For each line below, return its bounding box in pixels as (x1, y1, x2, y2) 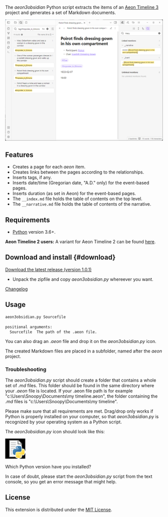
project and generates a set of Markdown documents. (5, 10, 116, 16)
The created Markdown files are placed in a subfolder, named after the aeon (5, 348, 162, 354)
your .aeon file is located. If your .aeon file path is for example (5, 388, 133, 394)
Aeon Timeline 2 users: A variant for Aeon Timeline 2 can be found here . (5, 238, 156, 245)
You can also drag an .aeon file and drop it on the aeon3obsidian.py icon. (5, 338, 156, 344)
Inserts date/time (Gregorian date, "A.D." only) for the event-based (12, 180, 149, 186)
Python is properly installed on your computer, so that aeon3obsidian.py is (5, 413, 159, 419)
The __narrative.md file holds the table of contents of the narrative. (12, 201, 151, 207)
